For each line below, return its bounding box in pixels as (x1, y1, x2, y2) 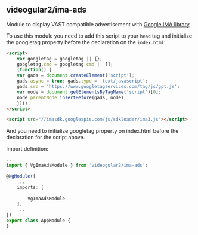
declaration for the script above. (6, 134, 85, 141)
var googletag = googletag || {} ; (17, 56, 103, 62)
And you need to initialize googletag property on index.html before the (6, 127, 179, 135)
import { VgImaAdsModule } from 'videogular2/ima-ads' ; (6, 163, 148, 169)
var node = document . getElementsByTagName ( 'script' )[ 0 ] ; (17, 89, 162, 95)
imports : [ (17, 184, 44, 190)
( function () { (17, 67, 52, 73)
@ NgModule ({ (6, 173, 36, 179)
